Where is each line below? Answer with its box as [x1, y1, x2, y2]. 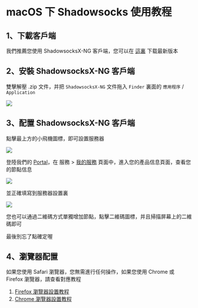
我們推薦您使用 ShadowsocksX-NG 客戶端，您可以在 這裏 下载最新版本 [6, 48, 179, 54]
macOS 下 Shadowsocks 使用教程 [6, 5, 172, 19]
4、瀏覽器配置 [6, 251, 58, 262]
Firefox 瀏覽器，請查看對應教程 [6, 276, 81, 283]
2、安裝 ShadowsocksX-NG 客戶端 [6, 66, 136, 77]
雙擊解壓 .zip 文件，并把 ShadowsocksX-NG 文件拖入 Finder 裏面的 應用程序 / [6, 83, 184, 90]
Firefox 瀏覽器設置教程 [14, 288, 70, 295]
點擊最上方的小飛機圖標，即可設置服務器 [6, 135, 104, 142]
